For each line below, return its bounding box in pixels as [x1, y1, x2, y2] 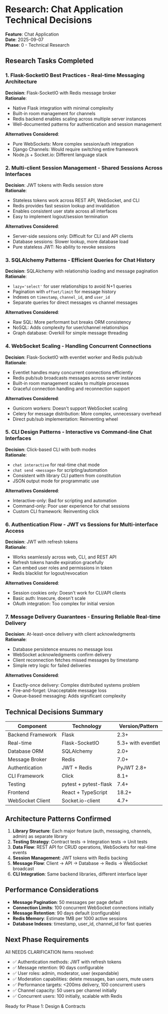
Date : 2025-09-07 [5, 37, 44, 43]
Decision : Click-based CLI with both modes [5, 446, 96, 452]
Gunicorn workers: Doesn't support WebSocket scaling [12, 405, 128, 411]
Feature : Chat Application [5, 31, 59, 37]
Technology [72, 723, 102, 730]
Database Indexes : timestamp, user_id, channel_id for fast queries [12, 921, 152, 927]
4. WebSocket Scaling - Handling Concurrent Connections [5, 342, 152, 349]
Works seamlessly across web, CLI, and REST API [12, 554, 117, 560]
